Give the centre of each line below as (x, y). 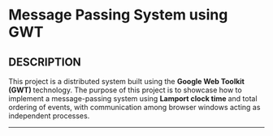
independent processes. (49, 116)
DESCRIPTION (45, 62)
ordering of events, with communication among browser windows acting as (134, 107)
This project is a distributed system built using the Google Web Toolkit (127, 81)
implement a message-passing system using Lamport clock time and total (133, 98)
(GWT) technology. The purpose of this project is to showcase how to (125, 90)
